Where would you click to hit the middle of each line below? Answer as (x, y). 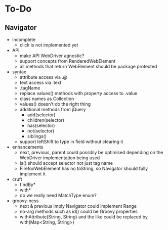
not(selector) (41, 131)
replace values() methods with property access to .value (78, 93)
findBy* (28, 185)
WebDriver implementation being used (60, 158)
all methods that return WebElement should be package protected (88, 66)
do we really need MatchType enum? (58, 195)
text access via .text (40, 82)
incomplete (24, 39)
